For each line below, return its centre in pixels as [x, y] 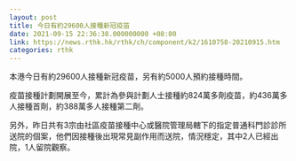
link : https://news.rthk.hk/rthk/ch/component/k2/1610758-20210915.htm [144, 42]
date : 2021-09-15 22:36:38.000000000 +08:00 [93, 34]
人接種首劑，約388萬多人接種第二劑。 [79, 106]
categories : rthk [41, 50]
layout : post [33, 17]
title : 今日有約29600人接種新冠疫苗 [70, 26]
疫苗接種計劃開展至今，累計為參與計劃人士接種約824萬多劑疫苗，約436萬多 [148, 96]
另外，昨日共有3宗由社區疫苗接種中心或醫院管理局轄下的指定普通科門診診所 [148, 126]
